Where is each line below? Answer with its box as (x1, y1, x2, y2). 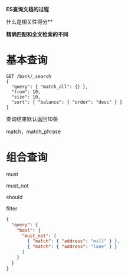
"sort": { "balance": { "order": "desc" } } (11, 99, 123, 105)
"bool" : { (17, 227, 41, 233)
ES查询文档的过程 (6, 6, 49, 12)
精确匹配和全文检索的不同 (6, 31, 68, 38)
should (6, 193, 23, 200)
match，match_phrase (6, 128, 61, 135)
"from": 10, (11, 88, 41, 95)
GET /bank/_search (6, 73, 51, 79)
